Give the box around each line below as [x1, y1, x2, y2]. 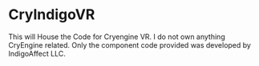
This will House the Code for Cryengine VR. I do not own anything [8, 32, 226, 41]
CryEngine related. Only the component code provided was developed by [8, 40, 251, 49]
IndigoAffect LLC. [8, 49, 66, 58]
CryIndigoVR [8, 6, 95, 24]
